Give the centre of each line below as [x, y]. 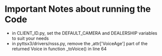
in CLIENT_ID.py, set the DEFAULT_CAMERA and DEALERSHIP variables [84, 33]
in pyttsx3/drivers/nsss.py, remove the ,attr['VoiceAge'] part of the [80, 43]
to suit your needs [30, 38]
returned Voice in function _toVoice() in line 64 [59, 49]
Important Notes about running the [78, 9]
